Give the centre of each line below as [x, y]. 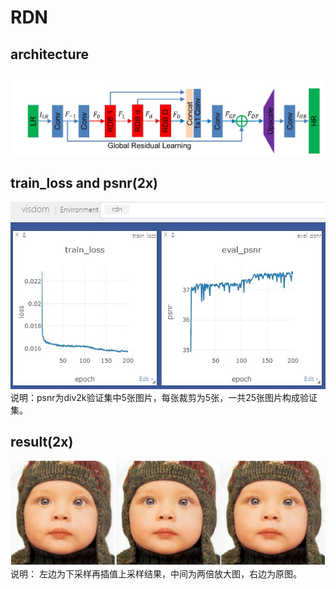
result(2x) [42, 441]
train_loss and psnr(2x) [84, 182]
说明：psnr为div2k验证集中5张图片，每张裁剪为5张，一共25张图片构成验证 [164, 397]
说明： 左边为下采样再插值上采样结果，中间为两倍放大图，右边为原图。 [156, 574]
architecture [50, 54]
